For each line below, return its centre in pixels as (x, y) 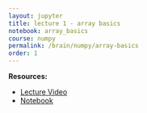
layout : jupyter (36, 16)
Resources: (28, 76)
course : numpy (32, 38)
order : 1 (23, 53)
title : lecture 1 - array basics (65, 23)
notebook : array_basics (48, 31)
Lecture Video (44, 92)
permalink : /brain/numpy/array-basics (73, 46)
